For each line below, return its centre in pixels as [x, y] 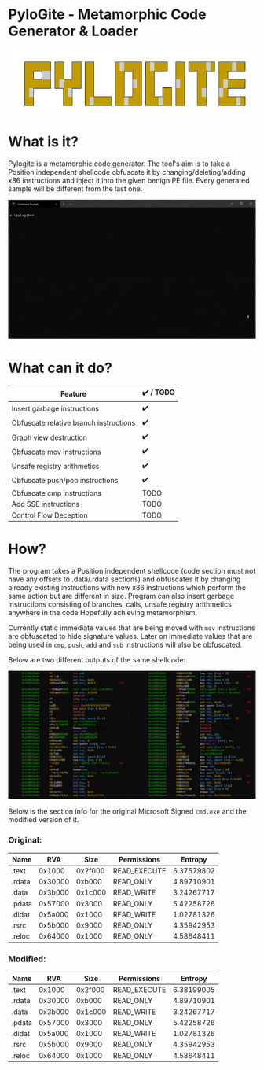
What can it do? [60, 368]
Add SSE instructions [46, 504]
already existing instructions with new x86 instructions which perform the [127, 588]
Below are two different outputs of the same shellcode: [97, 660]
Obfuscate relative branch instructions [73, 423]
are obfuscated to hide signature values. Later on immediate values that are [130, 636]
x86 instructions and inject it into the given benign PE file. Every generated [129, 180]
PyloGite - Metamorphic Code [107, 15]
